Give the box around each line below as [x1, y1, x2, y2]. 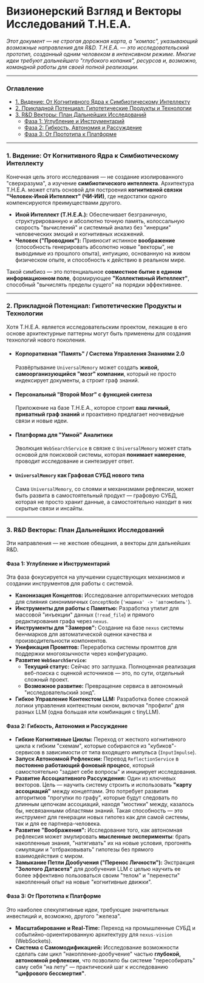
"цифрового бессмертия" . [15, 970, 86, 977]
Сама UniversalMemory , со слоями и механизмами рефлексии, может [15, 485, 194, 492]
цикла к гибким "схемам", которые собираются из [15, 742, 147, 749]
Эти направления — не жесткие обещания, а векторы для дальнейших [6, 539, 191, 546]
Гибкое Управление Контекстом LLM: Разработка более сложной [15, 695, 189, 702]
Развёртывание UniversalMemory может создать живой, [15, 364, 160, 371]
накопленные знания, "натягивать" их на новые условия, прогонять [15, 840, 192, 847]
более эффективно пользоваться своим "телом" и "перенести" [15, 872, 180, 879]
